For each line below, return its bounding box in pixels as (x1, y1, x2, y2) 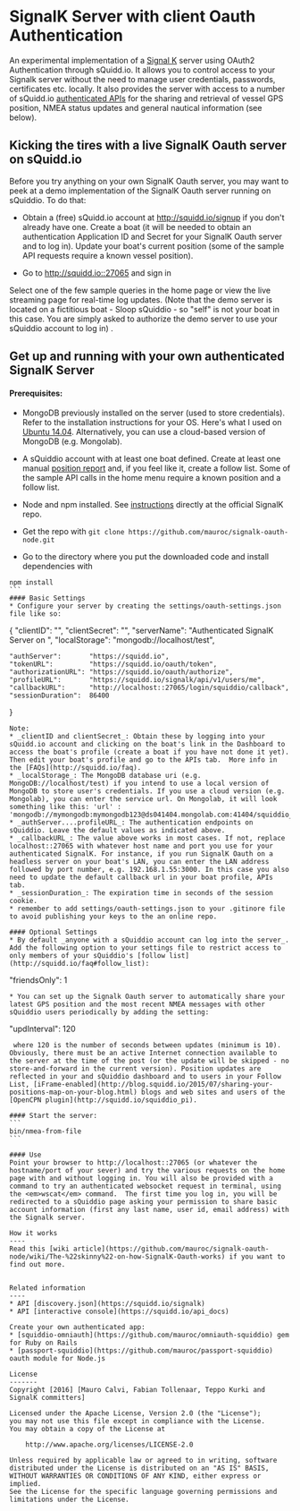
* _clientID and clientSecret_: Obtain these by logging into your (9, 732, 266, 741)
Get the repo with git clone (21, 526, 125, 537)
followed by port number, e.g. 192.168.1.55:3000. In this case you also (9, 866, 290, 875)
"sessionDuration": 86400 (9, 691, 110, 700)
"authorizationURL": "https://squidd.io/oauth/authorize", (9, 668, 234, 677)
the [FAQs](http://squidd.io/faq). (9, 764, 142, 773)
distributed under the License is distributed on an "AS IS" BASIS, (9, 1464, 270, 1473)
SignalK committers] (9, 1394, 87, 1403)
